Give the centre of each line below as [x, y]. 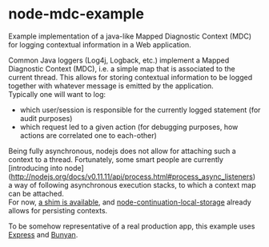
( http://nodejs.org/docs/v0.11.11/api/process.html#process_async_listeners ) [132, 176]
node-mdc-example [76, 14]
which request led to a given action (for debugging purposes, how [129, 127]
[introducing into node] [46, 168]
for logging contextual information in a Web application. [100, 44]
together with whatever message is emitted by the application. [111, 86]
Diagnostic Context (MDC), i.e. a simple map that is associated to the [122, 68]
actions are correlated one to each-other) [88, 135]
